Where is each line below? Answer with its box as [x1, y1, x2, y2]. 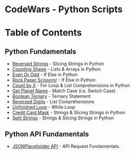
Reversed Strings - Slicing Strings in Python [12, 61, 104, 67]
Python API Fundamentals [5, 130, 89, 138]
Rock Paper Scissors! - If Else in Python [12, 77, 96, 83]
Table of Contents [5, 27, 82, 39]
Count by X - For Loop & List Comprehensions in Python [12, 83, 130, 89]
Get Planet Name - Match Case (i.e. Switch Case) [12, 88, 116, 94]
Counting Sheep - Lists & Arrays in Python [12, 66, 101, 72]
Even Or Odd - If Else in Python [12, 71, 78, 78]
